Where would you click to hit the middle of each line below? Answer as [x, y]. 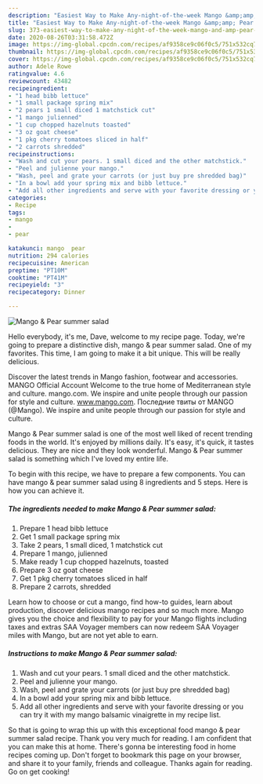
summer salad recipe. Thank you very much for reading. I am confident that [130, 738]
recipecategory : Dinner [47, 292]
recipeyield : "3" [36, 285]
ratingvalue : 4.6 [36, 74]
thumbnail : [26, 52]
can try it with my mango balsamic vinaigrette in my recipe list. [120, 714]
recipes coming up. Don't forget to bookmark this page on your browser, [125, 755]
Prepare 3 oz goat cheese [61, 570]
